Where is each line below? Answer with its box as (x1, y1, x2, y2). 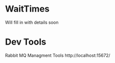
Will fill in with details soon (5, 19, 59, 25)
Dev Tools (5, 36, 46, 47)
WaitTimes (5, 3, 50, 15)
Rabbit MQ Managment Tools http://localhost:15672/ (5, 52, 111, 58)
